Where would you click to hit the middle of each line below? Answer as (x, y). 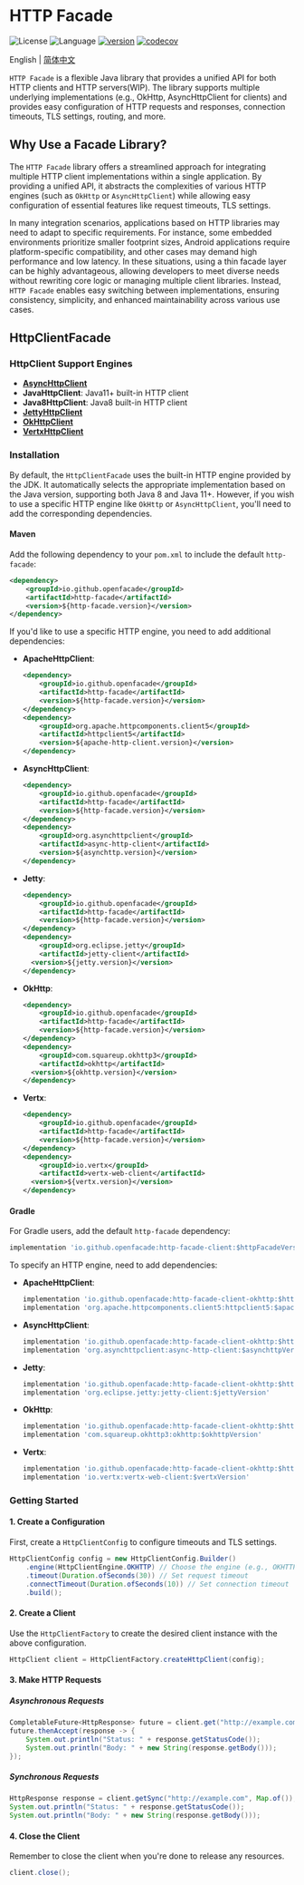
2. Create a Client (43, 1613)
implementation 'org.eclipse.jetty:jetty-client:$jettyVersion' (146, 1393)
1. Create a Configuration (57, 1522)
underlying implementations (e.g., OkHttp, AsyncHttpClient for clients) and (148, 97)
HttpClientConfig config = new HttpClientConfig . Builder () (123, 1559)
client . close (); (40, 1873)
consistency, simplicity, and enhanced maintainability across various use (145, 299)
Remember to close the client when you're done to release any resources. (147, 1856)
